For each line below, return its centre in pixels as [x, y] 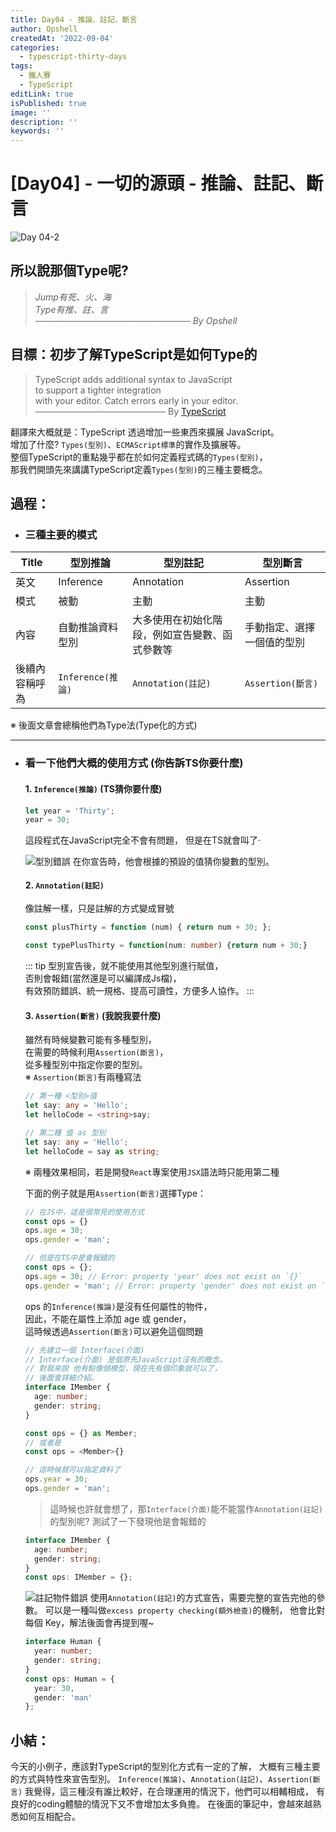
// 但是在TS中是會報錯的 [69, 1258]
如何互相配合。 [49, 1817]
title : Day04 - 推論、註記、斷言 [74, 19]
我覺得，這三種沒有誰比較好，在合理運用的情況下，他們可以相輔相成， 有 [174, 1792]
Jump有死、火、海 [73, 297]
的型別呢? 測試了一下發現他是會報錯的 [128, 1521]
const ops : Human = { [70, 1679]
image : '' [31, 112]
